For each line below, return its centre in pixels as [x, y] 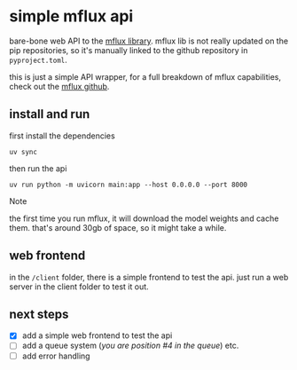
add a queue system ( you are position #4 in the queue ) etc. [130, 346]
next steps [39, 314]
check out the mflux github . [59, 86]
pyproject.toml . [39, 59]
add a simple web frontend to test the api [97, 335]
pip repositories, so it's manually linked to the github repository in [129, 50]
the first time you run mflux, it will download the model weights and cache [144, 218]
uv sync [23, 152]
